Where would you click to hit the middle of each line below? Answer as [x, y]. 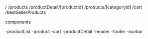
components [18, 22]
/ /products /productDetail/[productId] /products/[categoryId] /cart [74, 7]
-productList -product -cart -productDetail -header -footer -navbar [74, 31]
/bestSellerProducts [26, 12]
